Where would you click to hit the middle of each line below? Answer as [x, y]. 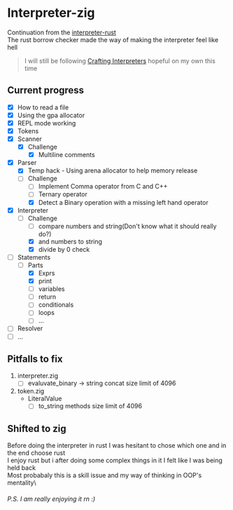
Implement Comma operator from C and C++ [103, 187]
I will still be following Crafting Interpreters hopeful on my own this [120, 60]
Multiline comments [67, 155]
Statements [34, 257]
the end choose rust [36, 453]
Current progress [46, 90]
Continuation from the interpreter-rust [62, 32]
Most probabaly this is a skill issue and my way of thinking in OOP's [105, 476]
